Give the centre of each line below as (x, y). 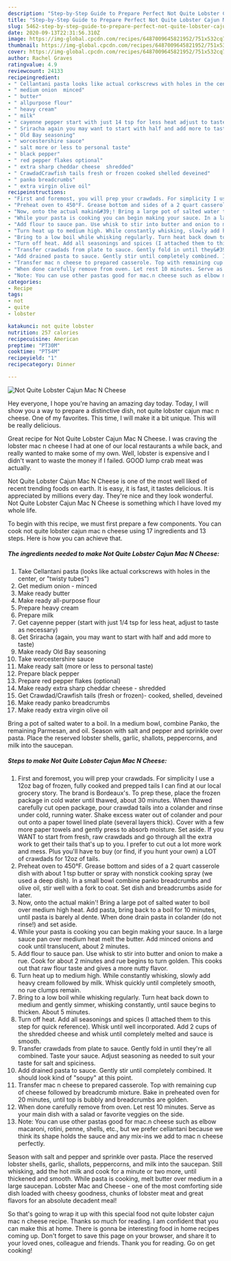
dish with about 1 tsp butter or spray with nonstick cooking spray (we (115, 873)
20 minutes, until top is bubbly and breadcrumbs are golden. (103, 1100)
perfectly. (31, 1143)
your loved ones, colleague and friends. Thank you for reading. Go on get (111, 1243)
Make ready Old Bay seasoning (62, 651)
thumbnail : (23, 45)
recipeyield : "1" (33, 358)
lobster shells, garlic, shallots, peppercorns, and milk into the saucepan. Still (115, 1164)
